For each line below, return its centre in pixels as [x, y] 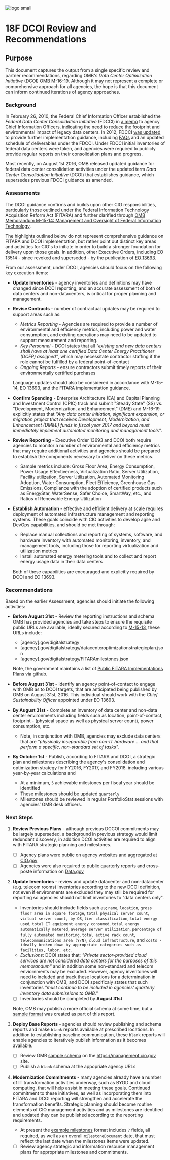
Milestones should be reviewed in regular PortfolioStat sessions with [92, 799]
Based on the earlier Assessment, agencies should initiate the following [80, 601]
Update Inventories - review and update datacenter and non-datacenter [88, 882]
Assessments [23, 193]
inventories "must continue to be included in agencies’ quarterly [87, 988]
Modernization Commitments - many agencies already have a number [87, 1077]
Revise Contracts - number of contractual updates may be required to [86, 308]
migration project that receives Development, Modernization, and [81, 419]
